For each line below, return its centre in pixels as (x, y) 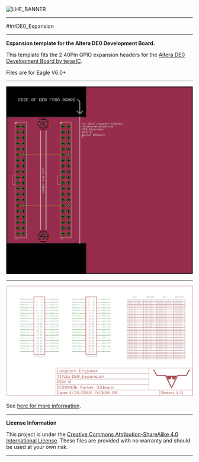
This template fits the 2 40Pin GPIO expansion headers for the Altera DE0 (96, 55)
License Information (31, 423)
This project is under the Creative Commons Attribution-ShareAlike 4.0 (92, 434)
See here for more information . (44, 406)
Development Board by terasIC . (44, 61)
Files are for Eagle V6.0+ (36, 72)
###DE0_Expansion (30, 26)
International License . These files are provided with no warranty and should (98, 440)
